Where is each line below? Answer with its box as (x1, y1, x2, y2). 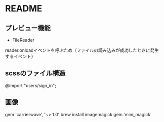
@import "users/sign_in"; (5, 82, 57, 89)
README (5, 3, 42, 14)
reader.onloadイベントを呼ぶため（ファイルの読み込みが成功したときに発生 (5, 47, 159, 53)
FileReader (12, 37, 35, 43)
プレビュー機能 (5, 24, 51, 32)
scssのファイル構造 (5, 69, 66, 78)
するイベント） (5, 54, 36, 59)
